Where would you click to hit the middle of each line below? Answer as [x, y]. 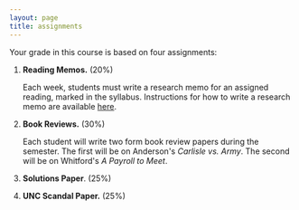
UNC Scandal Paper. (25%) [74, 196]
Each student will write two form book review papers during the [140, 141]
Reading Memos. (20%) [68, 70]
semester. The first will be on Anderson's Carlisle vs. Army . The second [156, 151]
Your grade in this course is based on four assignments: [113, 52]
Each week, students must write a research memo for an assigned [145, 87]
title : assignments [46, 26]
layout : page [34, 18]
